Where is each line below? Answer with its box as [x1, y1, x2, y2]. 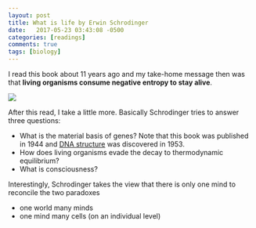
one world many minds [19, 203, 94, 212]
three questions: [8, 116, 61, 125]
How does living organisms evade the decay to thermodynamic [19, 148, 224, 157]
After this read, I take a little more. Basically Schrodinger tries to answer [8, 107, 240, 117]
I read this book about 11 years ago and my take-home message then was [8, 70, 245, 78]
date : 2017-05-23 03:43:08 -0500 [8, 26, 124, 34]
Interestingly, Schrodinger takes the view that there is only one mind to [8, 179, 236, 189]
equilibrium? [19, 156, 60, 165]
